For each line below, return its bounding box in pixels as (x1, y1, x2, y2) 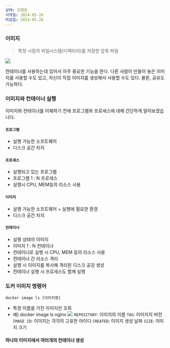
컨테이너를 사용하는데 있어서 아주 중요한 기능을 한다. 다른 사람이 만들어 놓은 (5, 68, 156, 74)
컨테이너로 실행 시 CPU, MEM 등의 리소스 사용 (12, 249, 105, 255)
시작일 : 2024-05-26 (5, 12, 44, 17)
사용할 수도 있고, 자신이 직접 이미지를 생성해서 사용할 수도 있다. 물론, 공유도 (14, 74, 165, 81)
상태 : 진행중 (5, 7, 28, 13)
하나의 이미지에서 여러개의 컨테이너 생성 (5, 337, 84, 343)
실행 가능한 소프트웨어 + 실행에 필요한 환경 (12, 206, 98, 212)
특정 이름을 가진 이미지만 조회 (12, 305, 72, 311)
